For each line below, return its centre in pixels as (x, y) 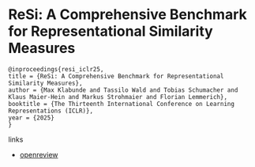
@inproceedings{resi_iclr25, (56, 69)
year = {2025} (32, 118)
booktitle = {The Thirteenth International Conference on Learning (122, 104)
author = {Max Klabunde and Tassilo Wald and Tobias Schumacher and (123, 90)
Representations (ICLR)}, (51, 111)
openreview (39, 154)
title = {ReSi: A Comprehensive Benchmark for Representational (116, 76)
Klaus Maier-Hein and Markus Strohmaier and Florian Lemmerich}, (118, 97)
